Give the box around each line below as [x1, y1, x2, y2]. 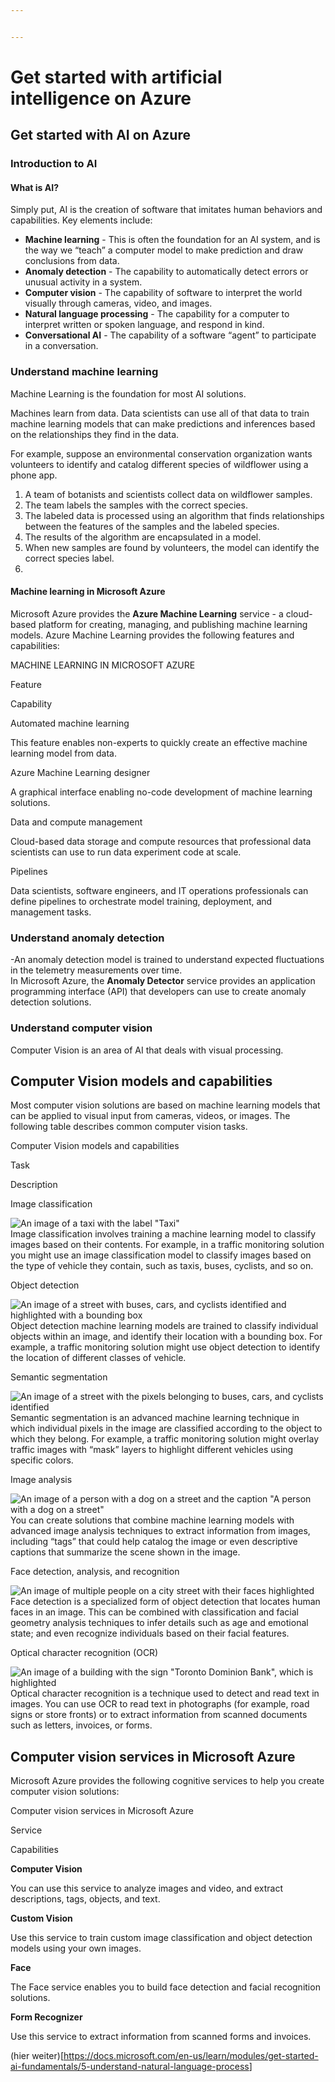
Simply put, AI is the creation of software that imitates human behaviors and [10, 204, 323, 216]
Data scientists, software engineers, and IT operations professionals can [10, 884, 309, 896]
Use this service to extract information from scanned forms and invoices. [10, 2031, 312, 2043]
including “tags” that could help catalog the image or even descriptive [10, 1536, 298, 1548]
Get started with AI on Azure [10, 127, 191, 144]
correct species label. [24, 552, 115, 564]
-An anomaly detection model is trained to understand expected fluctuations [10, 954, 325, 966]
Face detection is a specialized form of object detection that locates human [10, 1596, 321, 1608]
